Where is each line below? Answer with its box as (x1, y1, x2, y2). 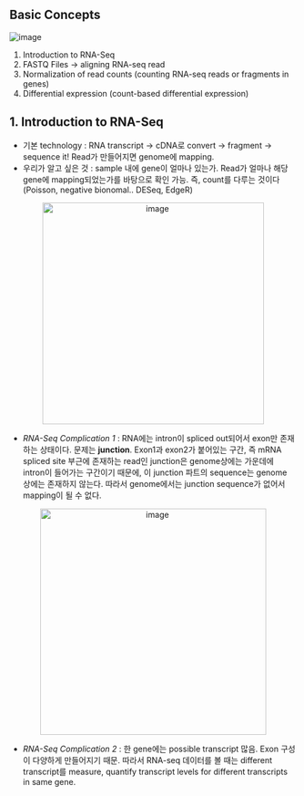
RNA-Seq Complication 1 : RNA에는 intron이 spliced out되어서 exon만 (22, 432, 279, 443)
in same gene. (22, 776, 76, 787)
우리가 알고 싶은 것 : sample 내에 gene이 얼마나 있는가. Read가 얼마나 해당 (22, 162, 289, 173)
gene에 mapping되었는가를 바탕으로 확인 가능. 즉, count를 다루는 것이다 (22, 173, 280, 185)
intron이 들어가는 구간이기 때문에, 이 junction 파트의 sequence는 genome (22, 467, 288, 478)
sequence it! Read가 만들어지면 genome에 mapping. (22, 150, 215, 162)
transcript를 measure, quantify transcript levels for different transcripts (22, 766, 289, 777)
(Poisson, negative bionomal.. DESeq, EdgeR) (22, 184, 194, 195)
